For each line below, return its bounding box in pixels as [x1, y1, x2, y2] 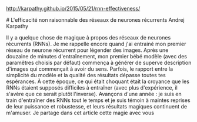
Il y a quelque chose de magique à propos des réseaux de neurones [6, 34, 171, 41]
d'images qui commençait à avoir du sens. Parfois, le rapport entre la [6, 65, 173, 72]
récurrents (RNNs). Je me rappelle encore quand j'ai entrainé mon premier [6, 41, 186, 47]
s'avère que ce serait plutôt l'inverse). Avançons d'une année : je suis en [6, 91, 182, 97]
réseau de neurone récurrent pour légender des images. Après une [6, 47, 169, 54]
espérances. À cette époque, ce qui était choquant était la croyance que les [6, 78, 190, 85]
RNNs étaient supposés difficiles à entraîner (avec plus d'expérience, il [6, 84, 178, 91]
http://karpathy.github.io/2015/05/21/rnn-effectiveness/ [6, 5, 141, 12]
